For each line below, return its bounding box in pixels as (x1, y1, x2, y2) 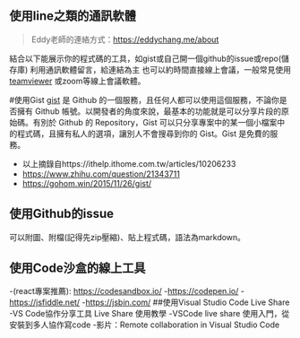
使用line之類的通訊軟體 (9, 8, 136, 24)
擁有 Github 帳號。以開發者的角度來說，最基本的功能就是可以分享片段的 (16, 106, 282, 117)
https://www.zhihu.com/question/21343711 (21, 169, 181, 179)
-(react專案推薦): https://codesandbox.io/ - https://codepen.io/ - (9, 286, 244, 297)
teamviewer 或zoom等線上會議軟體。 (9, 75, 146, 86)
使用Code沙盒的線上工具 (9, 261, 146, 276)
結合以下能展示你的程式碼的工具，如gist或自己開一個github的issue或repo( (9, 53, 282, 64)
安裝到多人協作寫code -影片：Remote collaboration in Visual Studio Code (9, 319, 280, 330)
